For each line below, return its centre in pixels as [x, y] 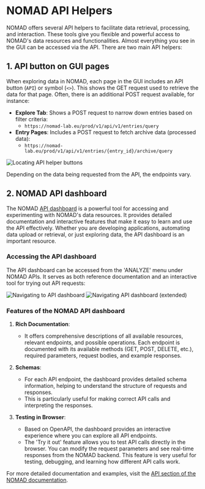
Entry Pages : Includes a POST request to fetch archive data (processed [106, 132]
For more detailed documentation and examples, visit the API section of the [101, 474]
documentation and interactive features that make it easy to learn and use [99, 221]
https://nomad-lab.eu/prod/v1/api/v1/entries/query [91, 126]
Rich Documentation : [43, 324]
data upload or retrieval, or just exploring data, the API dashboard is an [95, 234]
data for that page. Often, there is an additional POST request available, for [100, 94]
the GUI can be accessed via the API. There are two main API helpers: [94, 47]
